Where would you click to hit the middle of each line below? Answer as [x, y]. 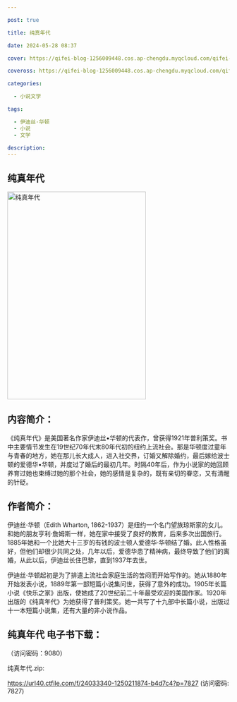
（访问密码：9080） [37, 653]
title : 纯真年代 [29, 32]
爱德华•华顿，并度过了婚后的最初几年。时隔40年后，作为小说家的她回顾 [124, 464]
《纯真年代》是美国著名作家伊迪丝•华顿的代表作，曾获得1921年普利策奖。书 [117, 437]
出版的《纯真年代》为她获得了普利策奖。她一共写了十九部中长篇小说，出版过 [119, 601]
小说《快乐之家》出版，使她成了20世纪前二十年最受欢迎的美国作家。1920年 [117, 593]
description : [26, 148]
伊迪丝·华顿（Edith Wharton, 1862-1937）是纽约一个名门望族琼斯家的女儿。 [117, 525]
